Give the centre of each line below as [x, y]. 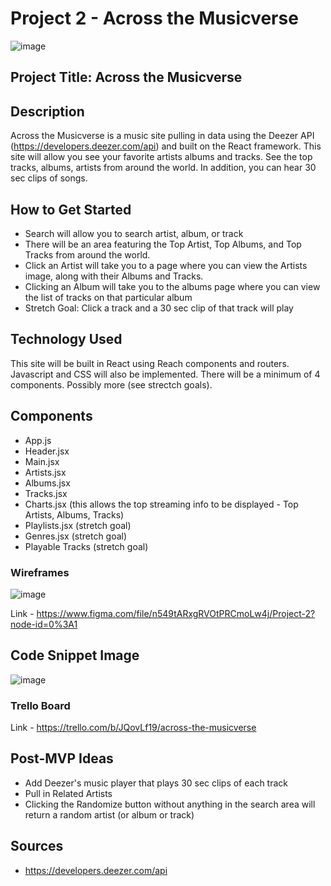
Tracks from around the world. [87, 254]
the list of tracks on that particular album [108, 297]
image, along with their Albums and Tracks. [114, 276]
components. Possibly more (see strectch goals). [111, 384]
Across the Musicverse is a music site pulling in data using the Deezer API [162, 136]
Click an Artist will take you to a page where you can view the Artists [166, 265]
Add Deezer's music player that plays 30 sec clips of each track [156, 783]
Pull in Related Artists [68, 793]
